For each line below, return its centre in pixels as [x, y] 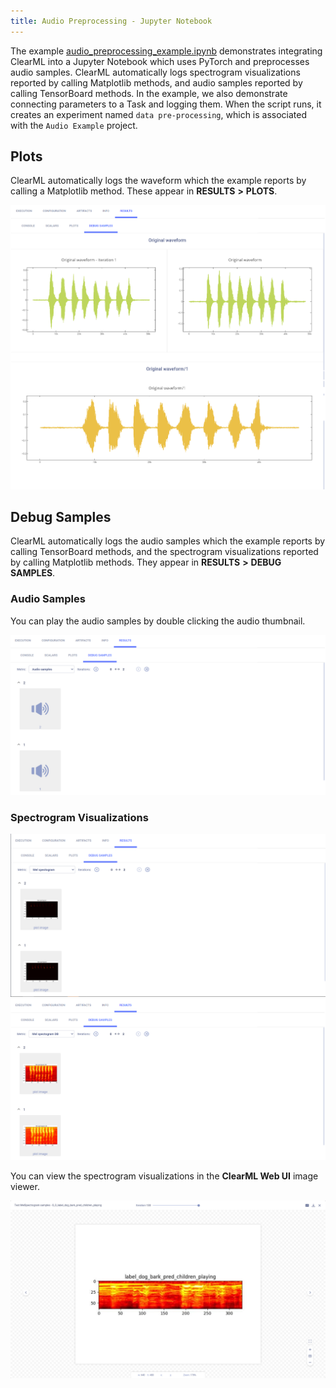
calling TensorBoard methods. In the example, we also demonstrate [149, 93]
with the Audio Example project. [74, 125]
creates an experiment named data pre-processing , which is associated [159, 114]
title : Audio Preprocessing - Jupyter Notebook [111, 21]
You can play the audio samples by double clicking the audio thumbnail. [158, 621]
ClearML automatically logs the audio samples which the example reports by [168, 541]
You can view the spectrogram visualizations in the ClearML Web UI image [164, 1176]
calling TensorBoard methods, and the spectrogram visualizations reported [164, 552]
